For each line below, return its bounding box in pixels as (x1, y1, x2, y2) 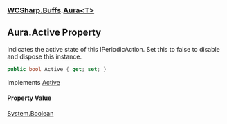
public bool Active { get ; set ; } (7, 65, 107, 72)
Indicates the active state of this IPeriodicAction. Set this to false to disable (7, 45, 220, 53)
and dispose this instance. (7, 52, 82, 61)
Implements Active (7, 78, 61, 86)
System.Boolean (7, 109, 54, 117)
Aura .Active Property (7, 27, 102, 39)
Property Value (7, 94, 52, 102)
